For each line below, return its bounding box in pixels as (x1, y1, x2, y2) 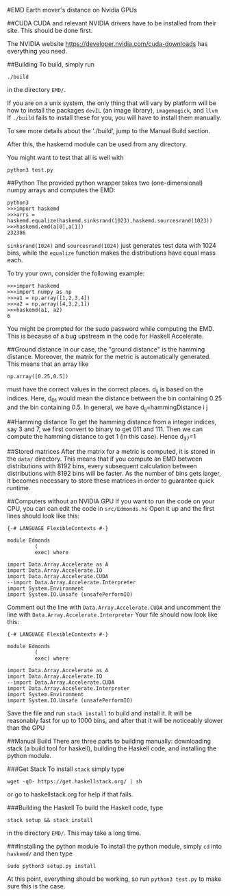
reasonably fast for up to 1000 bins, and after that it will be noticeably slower (7, 717, 223, 725)
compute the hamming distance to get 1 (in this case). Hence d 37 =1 (7, 433, 196, 442)
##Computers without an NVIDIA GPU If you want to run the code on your (7, 497, 215, 505)
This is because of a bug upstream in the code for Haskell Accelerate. (7, 332, 204, 340)
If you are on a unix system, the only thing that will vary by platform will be (7, 99, 217, 107)
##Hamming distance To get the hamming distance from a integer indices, (7, 418, 217, 426)
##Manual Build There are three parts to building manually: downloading (7, 737, 211, 746)
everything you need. (7, 47, 67, 55)
